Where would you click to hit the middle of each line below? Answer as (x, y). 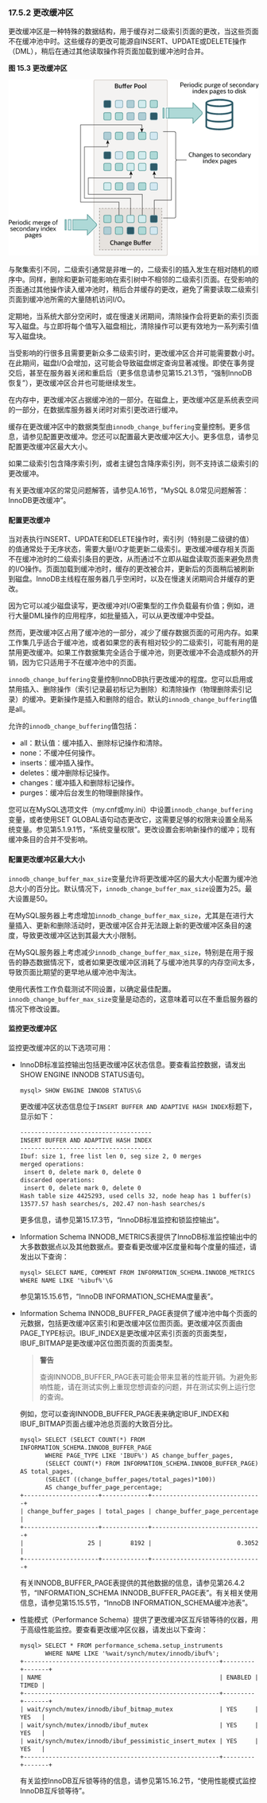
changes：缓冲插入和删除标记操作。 (79, 783)
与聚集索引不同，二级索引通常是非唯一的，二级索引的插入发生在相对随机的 (130, 270)
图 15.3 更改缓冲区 (38, 68)
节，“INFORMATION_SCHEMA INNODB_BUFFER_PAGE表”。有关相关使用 (139, 1592)
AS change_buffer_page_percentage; (104, 1487)
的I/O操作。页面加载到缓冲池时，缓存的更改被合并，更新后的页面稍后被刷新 (132, 569)
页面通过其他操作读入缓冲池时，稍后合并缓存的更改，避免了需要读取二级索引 (133, 290)
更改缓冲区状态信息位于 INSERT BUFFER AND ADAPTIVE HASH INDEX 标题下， (138, 1106)
